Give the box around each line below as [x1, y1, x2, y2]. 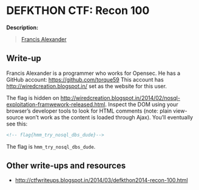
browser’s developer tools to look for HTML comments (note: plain [6, 107, 172, 114]
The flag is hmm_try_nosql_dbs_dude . [6, 142, 96, 150]
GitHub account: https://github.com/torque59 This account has [6, 76, 164, 83]
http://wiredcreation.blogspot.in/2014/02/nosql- [60, 94, 181, 101]
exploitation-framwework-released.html [6, 100, 106, 108]
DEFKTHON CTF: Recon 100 [6, 4, 150, 18]
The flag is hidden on [6, 94, 59, 101]
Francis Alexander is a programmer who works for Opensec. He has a [6, 69, 181, 77]
